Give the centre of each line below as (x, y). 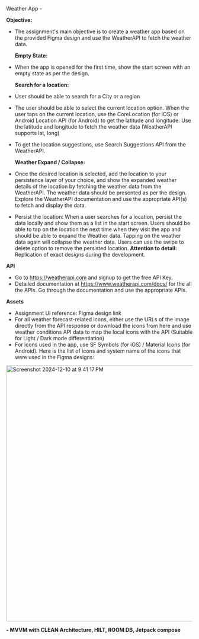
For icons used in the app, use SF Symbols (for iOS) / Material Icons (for (102, 344)
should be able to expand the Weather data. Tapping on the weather (98, 236)
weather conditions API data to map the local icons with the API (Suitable (104, 332)
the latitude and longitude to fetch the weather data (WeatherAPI (93, 127)
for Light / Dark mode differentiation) (60, 338)
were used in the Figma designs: (54, 357)
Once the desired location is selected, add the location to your (91, 174)
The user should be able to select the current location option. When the (102, 108)
